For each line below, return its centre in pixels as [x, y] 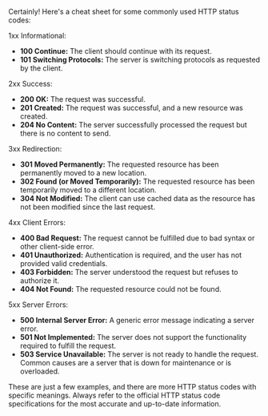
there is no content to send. [65, 133]
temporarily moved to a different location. [88, 190]
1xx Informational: [37, 36]
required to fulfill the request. [68, 345]
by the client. [41, 68]
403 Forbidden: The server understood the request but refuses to [129, 272]
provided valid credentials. [64, 263]
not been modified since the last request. [88, 207]
